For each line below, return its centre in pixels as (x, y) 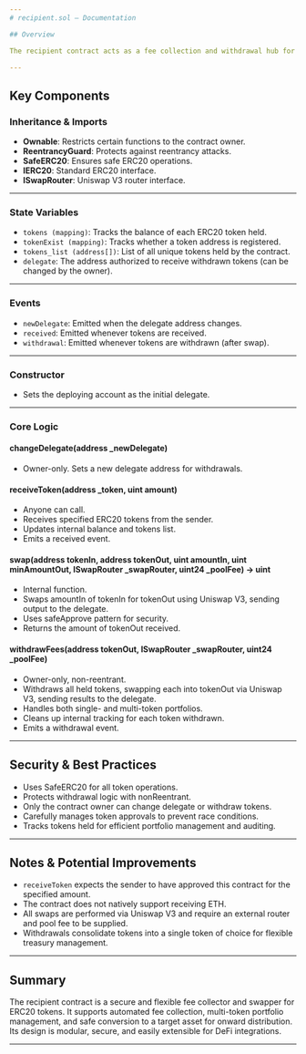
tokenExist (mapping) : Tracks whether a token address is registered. (152, 242)
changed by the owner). (67, 271)
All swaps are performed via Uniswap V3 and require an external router (156, 914)
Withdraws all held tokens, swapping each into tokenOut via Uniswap (152, 688)
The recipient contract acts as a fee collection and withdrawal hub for (153, 51)
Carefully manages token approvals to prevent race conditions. (141, 816)
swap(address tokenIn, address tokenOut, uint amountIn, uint (128, 559)
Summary (38, 980)
